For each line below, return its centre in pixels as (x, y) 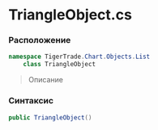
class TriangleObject (59, 65)
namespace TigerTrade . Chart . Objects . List (79, 57)
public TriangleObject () (50, 117)
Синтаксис (31, 101)
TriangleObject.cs (70, 15)
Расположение (40, 40)
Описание (45, 80)
